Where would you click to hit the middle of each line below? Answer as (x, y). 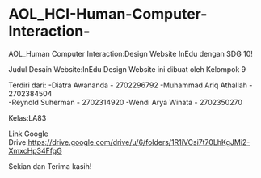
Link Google (28, 133)
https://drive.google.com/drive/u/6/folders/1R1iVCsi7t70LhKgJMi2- (139, 142)
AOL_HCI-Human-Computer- (108, 14)
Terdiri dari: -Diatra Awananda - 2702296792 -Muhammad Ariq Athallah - (130, 85)
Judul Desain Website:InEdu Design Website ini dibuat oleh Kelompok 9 (127, 69)
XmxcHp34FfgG (35, 150)
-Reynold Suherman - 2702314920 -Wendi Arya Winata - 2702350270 (125, 102)
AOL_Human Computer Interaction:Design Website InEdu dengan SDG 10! (130, 53)
